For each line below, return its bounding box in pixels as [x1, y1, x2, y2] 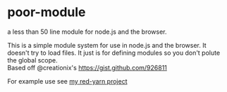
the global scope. [7, 55, 58, 64]
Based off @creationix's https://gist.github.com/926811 [7, 63, 168, 72]
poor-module [7, 4, 86, 20]
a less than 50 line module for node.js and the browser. [7, 27, 167, 36]
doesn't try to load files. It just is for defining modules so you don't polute [7, 48, 221, 57]
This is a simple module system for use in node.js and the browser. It [7, 41, 207, 49]
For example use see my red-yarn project [7, 77, 128, 85]
